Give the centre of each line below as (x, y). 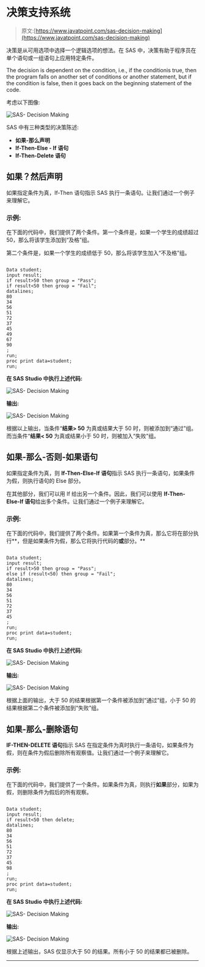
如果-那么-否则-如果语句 (52, 457)
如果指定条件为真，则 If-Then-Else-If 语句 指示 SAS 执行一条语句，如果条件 (101, 473)
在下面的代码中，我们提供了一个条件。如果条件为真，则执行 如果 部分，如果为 (103, 784)
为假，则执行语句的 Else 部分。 (45, 480)
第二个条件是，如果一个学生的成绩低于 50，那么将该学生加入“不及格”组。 (98, 253)
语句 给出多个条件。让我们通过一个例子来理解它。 (86, 501)
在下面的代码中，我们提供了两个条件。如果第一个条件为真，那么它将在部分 (100, 533)
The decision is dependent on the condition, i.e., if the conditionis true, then (102, 70)
